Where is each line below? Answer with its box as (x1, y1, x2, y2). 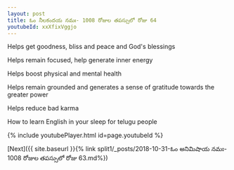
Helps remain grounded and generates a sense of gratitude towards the (7, 83, 215, 92)
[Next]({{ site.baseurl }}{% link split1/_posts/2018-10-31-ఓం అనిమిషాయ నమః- (7, 145, 227, 153)
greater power (7, 90, 48, 99)
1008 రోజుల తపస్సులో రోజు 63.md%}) (7, 154, 108, 162)
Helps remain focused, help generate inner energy (7, 56, 153, 64)
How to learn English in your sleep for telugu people (7, 118, 158, 126)
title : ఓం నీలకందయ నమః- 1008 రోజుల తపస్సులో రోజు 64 (7, 17, 157, 24)
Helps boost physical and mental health (7, 69, 122, 78)
